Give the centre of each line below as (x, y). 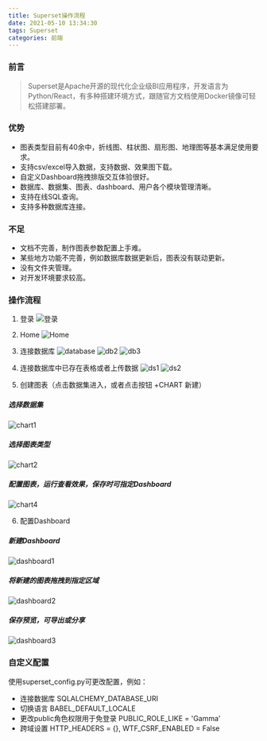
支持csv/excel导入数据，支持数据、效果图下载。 (98, 167)
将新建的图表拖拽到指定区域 (54, 580)
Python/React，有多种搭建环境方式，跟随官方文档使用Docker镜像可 (138, 95)
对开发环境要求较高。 (54, 278)
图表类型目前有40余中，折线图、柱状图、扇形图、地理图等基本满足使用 (135, 147)
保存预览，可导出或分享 (46, 619)
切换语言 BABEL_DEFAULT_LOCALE (78, 708)
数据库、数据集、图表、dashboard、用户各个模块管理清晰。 (118, 187)
